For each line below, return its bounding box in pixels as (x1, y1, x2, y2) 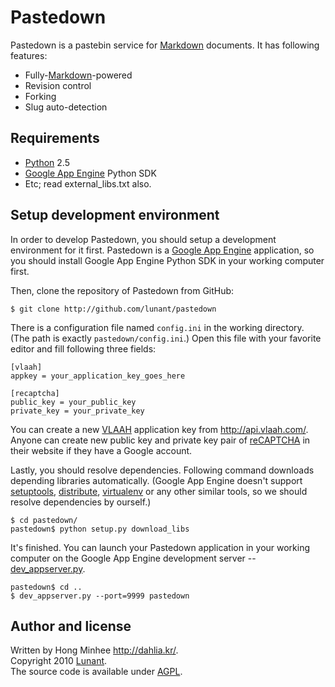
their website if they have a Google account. (10, 444, 193, 456)
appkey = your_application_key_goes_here (10, 371, 186, 381)
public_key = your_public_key (10, 397, 137, 407)
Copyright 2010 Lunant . (10, 655, 108, 667)
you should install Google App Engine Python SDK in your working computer (10, 254, 325, 266)
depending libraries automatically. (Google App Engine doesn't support (10, 474, 303, 486)
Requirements (10, 130, 100, 147)
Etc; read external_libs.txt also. (24, 177, 152, 190)
